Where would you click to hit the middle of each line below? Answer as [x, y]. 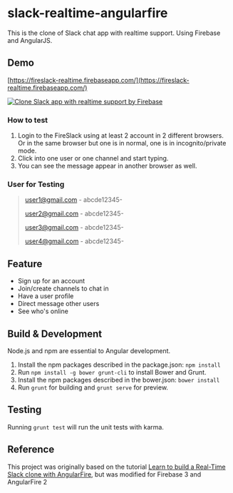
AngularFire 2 [27, 482]
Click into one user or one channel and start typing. [93, 158]
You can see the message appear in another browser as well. [107, 166]
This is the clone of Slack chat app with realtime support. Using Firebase [114, 33]
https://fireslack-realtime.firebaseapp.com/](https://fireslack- [100, 80]
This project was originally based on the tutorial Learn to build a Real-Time [116, 467]
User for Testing [36, 184]
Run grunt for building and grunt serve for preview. [93, 387]
